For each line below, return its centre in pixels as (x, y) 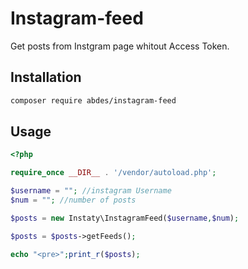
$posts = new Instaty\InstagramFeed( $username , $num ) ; (125, 218)
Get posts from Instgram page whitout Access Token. (120, 46)
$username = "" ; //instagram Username (91, 191)
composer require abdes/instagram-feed (93, 100)
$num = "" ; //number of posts (73, 200)
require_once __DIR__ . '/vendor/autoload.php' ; (113, 173)
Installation (46, 77)
